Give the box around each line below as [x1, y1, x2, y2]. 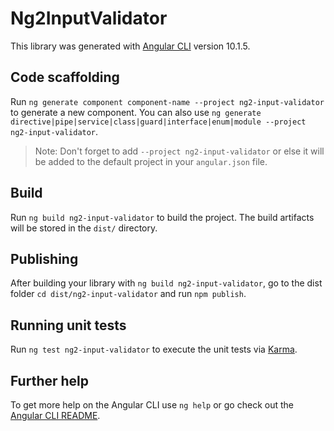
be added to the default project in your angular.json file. [34, 155, 268, 167]
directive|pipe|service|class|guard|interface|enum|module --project [10, 117, 307, 127]
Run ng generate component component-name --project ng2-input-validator [10, 95, 325, 107]
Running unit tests [10, 317, 127, 334]
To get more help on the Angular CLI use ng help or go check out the [10, 399, 294, 411]
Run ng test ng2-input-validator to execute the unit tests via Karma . [10, 343, 298, 356]
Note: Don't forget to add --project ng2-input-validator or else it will [34, 145, 325, 157]
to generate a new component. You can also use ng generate [10, 106, 262, 118]
